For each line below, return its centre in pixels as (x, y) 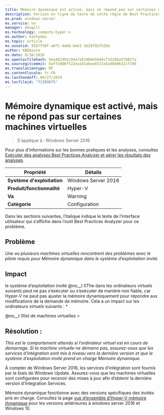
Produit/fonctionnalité (34, 188)
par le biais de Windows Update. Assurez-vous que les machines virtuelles (80, 373)
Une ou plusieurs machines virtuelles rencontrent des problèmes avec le (78, 253)
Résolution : (24, 331)
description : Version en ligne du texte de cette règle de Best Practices (83, 14)
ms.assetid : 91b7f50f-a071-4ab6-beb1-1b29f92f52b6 (58, 46)
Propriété (35, 172)
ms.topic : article (24, 41)
